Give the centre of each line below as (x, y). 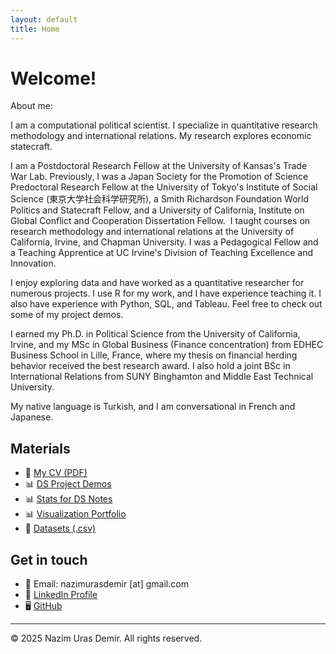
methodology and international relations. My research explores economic (161, 136)
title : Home (35, 29)
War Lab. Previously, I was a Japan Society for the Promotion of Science (159, 177)
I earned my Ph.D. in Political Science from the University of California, (155, 334)
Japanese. (32, 417)
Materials (40, 448)
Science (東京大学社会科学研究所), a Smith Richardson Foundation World (160, 199)
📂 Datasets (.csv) (60, 528)
